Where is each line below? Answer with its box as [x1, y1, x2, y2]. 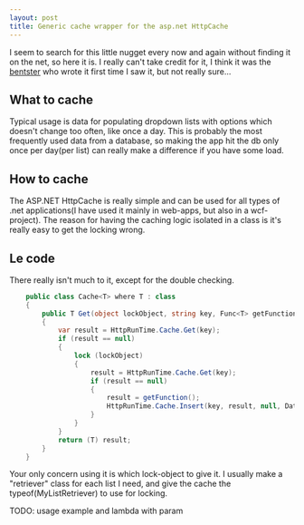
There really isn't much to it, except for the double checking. [9, 274, 235, 286]
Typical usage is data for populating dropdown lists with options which [9, 116, 273, 127]
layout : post [9, 13, 59, 23]
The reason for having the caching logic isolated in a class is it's [43, 215, 282, 226]
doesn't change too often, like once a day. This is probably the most [9, 126, 262, 137]
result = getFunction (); [106, 394, 201, 403]
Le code [9, 250, 56, 266]
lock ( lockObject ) [73, 351, 144, 361]
